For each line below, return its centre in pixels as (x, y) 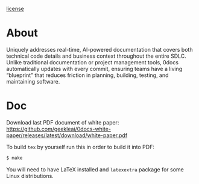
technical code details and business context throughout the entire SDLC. (96, 56)
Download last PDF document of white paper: (63, 122)
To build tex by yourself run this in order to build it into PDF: (81, 147)
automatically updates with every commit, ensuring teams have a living (94, 69)
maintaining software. (33, 81)
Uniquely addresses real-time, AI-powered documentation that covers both (99, 49)
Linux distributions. (30, 176)
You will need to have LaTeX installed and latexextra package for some (95, 169)
